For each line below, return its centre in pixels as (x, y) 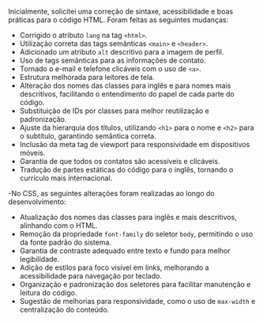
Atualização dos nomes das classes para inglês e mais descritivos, (128, 217)
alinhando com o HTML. (58, 225)
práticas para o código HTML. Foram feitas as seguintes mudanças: (118, 20)
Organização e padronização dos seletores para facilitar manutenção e (135, 284)
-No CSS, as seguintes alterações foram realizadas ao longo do (111, 193)
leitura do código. (48, 293)
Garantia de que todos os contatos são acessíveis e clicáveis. (120, 161)
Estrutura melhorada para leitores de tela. (87, 77)
